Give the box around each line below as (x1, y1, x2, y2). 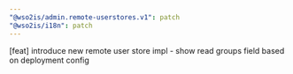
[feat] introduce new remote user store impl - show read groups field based (9, 45, 285, 55)
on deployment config (9, 55, 90, 65)
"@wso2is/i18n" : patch (9, 21, 93, 30)
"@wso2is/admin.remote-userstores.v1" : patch (9, 12, 180, 22)
